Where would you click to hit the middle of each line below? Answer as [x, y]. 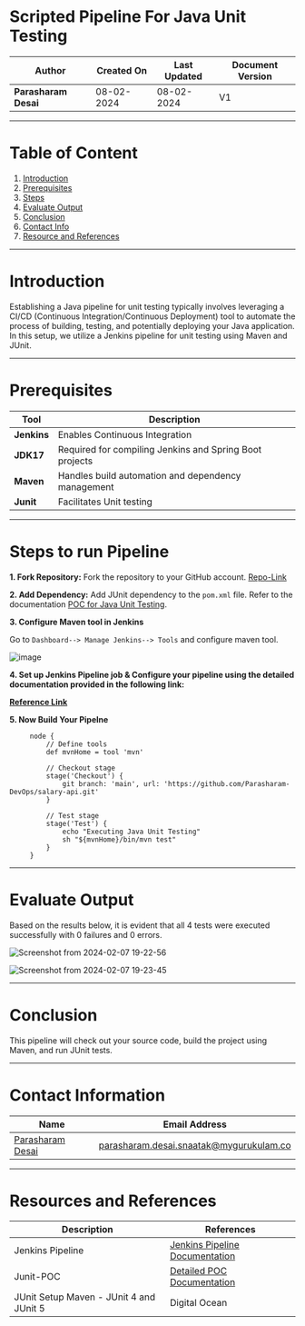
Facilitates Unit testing [105, 502]
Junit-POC [37, 1277]
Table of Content [74, 153]
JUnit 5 [30, 1309]
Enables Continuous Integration [125, 434]
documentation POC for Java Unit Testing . [89, 604]
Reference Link [39, 702]
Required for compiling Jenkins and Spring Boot [160, 449]
